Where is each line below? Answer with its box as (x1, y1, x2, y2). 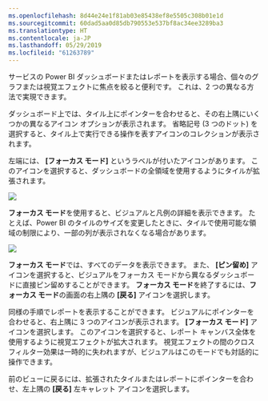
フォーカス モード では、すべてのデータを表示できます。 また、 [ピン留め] (8, 260, 250, 269)
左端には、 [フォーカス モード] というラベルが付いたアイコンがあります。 (8, 156, 250, 165)
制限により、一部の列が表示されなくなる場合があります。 (22, 228, 210, 237)
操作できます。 (8, 357, 58, 367)
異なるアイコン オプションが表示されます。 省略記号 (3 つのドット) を (29, 119, 258, 128)
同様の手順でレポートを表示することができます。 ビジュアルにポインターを (8, 307, 254, 316)
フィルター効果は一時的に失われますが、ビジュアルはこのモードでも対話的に (8, 347, 260, 356)
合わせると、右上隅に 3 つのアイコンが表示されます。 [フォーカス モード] (8, 317, 249, 327)
